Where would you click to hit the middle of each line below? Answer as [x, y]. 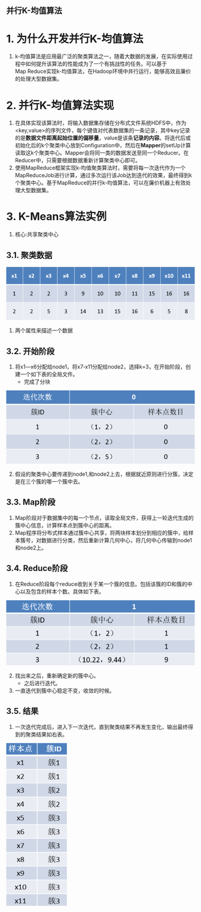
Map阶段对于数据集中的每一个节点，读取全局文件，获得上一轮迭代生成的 [104, 518]
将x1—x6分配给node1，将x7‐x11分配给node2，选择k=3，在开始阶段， [100, 367]
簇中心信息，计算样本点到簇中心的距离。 [65, 525]
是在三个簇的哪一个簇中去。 [49, 481]
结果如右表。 [51, 734]
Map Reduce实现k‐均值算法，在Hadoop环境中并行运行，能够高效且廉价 [103, 71]
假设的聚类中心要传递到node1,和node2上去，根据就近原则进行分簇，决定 [104, 474]
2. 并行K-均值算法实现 [60, 105]
